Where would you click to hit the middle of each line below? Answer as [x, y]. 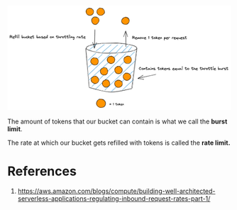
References [42, 171]
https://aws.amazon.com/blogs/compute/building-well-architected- [116, 191]
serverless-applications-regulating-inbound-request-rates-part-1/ [114, 198]
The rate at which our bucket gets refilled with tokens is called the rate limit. [119, 143]
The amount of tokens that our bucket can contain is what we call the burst [117, 121]
